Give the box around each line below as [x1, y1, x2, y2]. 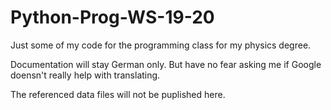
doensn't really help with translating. [10, 69, 161, 81]
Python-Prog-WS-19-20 [10, 6, 215, 29]
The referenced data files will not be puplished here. [10, 88, 226, 100]
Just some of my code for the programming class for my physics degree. [10, 39, 312, 51]
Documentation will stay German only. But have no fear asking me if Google [10, 58, 322, 70]
